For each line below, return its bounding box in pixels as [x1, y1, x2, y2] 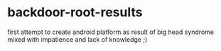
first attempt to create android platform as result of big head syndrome [7, 28, 215, 36]
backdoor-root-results [7, 4, 143, 21]
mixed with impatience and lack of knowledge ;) [7, 35, 148, 43]
